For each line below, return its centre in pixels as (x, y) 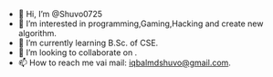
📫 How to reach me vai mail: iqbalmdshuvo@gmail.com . (124, 63)
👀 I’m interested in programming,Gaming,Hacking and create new (141, 24)
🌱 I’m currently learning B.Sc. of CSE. (88, 43)
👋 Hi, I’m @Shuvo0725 (60, 14)
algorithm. (37, 33)
